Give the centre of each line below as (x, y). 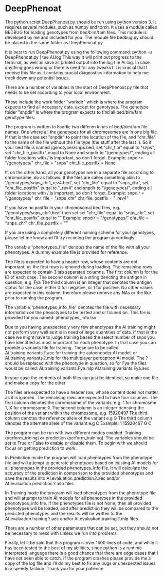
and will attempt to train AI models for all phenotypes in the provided (74, 498)
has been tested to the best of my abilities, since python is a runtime (73, 548)
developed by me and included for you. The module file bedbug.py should (79, 37)
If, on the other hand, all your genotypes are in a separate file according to (80, 172)
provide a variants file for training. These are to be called (62, 348)
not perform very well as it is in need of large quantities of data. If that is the (81, 332)
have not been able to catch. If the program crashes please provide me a (78, 558)
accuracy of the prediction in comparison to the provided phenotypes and (79, 473)
